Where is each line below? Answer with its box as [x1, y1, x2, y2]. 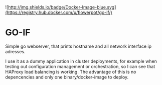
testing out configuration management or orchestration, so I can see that [5, 63, 155, 69]
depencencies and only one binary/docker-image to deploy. [5, 74, 129, 80]
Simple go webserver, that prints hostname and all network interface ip [5, 43, 152, 49]
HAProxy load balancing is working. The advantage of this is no [5, 69, 136, 75]
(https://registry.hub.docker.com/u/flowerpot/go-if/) [5, 9, 113, 15]
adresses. [5, 48, 26, 54]
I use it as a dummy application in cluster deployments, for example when [5, 58, 157, 64]
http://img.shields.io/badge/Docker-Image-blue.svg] [8, 4, 116, 10]
